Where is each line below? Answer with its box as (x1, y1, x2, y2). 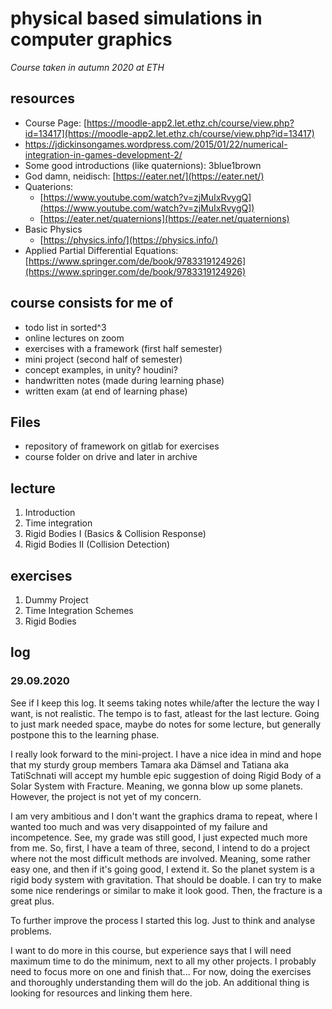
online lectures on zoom (24, 332, 125, 344)
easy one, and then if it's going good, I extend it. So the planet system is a (10, 863, 315, 875)
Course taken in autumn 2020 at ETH (10, 61, 165, 73)
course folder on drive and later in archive (24, 451, 198, 463)
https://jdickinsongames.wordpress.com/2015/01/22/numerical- (24, 138, 288, 150)
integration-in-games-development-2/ (24, 148, 183, 161)
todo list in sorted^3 (24, 321, 107, 333)
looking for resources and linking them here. (10, 987, 193, 999)
